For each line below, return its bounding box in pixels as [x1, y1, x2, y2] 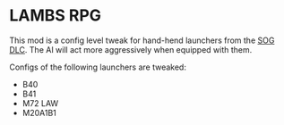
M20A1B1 [22, 107, 56, 118]
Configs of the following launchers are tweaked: [9, 62, 186, 72]
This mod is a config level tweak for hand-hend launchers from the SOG [9, 35, 275, 46]
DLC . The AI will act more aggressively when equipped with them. [9, 44, 253, 54]
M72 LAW [22, 97, 59, 108]
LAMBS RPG [9, 5, 101, 26]
